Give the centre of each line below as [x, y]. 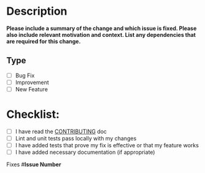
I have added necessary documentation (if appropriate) [85, 152]
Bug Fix [25, 75]
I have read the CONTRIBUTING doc [61, 131]
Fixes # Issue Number [34, 164]
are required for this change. [44, 41]
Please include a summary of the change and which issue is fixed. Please [102, 28]
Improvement [32, 82]
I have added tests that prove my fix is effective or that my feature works [107, 145]
